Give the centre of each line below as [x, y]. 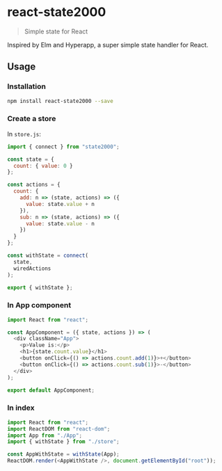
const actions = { [34, 185]
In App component [39, 305]
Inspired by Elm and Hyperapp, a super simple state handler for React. [108, 45]
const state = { [31, 159]
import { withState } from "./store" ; [63, 442]
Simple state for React [56, 31]
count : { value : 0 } [43, 166]
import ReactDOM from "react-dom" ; [59, 429]
